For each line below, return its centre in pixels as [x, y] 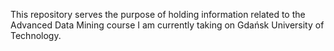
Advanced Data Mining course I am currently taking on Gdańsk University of [167, 25]
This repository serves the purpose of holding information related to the [158, 14]
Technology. [36, 35]
